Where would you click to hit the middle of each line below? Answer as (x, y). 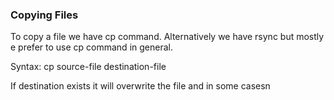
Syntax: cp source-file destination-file (88, 67)
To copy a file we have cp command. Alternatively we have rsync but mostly (167, 37)
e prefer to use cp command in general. (91, 47)
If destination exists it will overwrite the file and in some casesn (140, 86)
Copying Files (44, 15)
